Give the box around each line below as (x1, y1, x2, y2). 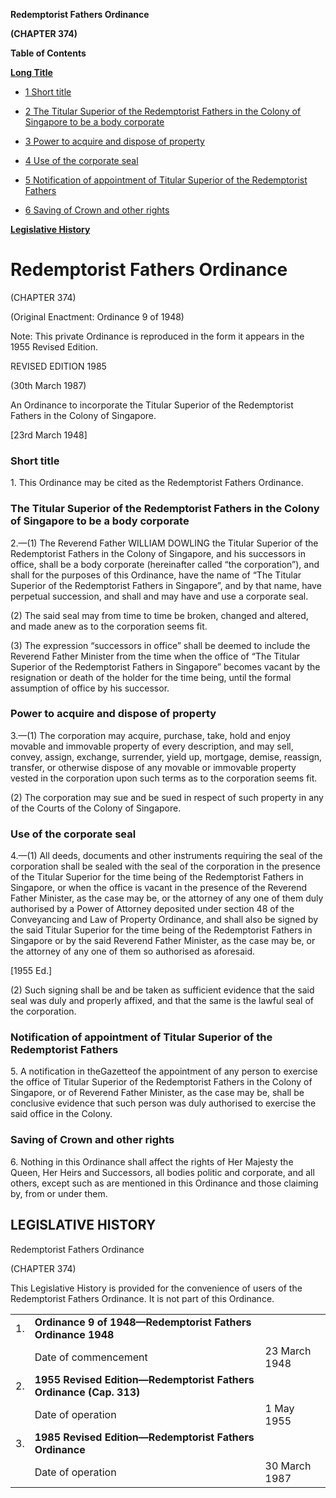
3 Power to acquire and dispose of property (24, 135, 205, 147)
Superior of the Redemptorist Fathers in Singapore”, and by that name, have (10, 579, 322, 591)
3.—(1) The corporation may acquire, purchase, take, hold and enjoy (10, 729, 291, 741)
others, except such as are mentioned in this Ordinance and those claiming (10, 1177, 319, 1189)
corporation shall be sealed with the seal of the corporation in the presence (10, 860, 321, 873)
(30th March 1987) (10, 379, 87, 391)
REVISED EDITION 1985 (10, 360, 107, 372)
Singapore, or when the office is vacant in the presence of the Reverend (10, 882, 307, 894)
